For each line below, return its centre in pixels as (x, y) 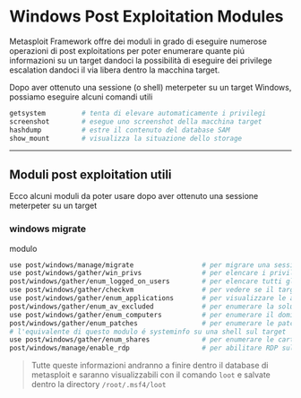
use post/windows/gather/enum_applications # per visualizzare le (148, 298)
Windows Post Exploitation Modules (146, 17)
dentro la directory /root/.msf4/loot (99, 385)
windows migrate (48, 229)
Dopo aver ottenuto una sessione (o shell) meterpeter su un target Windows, (150, 87)
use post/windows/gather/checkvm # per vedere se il (142, 290)
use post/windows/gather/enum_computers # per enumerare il (142, 315)
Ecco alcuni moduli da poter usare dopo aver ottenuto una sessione (134, 196)
